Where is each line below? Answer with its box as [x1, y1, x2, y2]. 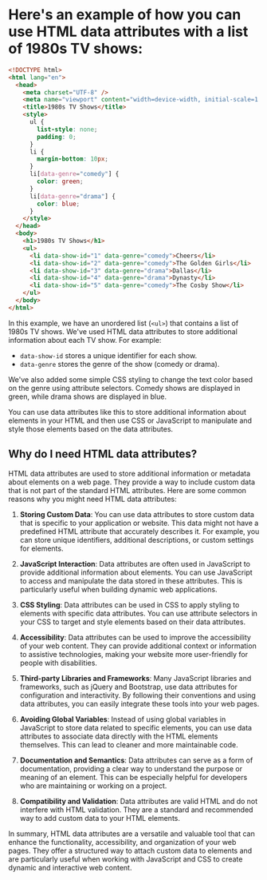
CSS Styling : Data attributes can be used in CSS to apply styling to [19, 599, 240, 609]
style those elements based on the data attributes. [8, 424, 174, 433]
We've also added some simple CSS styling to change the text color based [8, 374, 253, 384]
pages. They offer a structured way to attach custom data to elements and [8, 846, 253, 855]
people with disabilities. [19, 658, 98, 667]
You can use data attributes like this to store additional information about [8, 407, 247, 416]
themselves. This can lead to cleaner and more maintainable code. [19, 739, 238, 749]
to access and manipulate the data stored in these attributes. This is [19, 575, 243, 585]
